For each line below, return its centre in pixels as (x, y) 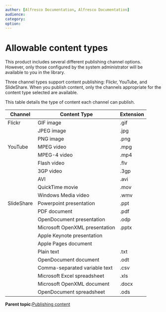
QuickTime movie (58, 187)
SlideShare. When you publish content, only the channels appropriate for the (83, 87)
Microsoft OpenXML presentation (76, 228)
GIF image (49, 123)
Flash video (51, 163)
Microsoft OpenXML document (74, 284)
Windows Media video (63, 195)
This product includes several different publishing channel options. (73, 62)
